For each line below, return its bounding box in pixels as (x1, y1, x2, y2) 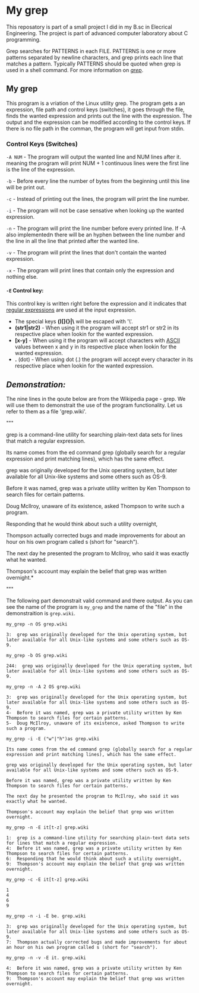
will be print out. (6, 184, 46, 191)
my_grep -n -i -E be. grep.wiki (6, 913, 86, 919)
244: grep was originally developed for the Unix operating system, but (6, 663, 193, 669)
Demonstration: (6, 379, 66, 390)
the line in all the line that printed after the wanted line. (6, 238, 140, 245)
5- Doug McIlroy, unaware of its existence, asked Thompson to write (6, 720, 185, 727)
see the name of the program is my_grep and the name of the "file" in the (6, 603, 183, 611)
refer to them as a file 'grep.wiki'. (6, 408, 87, 415)
